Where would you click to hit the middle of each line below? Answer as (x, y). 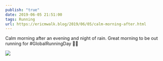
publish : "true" (22, 10)
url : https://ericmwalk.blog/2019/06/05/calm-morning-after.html (76, 24)
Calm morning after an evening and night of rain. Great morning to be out (82, 38)
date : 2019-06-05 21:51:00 (34, 15)
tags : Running (20, 19)
